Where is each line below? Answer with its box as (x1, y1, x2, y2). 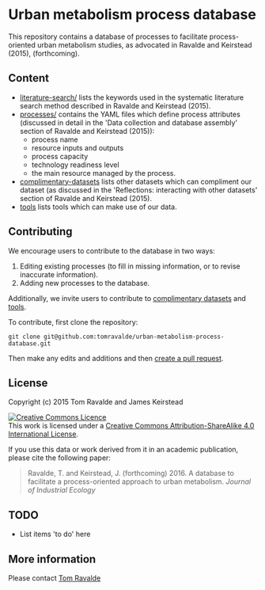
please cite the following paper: (8, 453, 111, 462)
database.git (8, 339, 51, 348)
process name (31, 135, 79, 144)
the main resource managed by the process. (31, 168, 176, 177)
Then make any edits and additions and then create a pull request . (8, 353, 224, 363)
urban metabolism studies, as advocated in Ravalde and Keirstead (36, 40, 252, 49)
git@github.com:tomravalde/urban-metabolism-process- (43, 333, 225, 341)
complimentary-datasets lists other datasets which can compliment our (19, 177, 252, 186)
